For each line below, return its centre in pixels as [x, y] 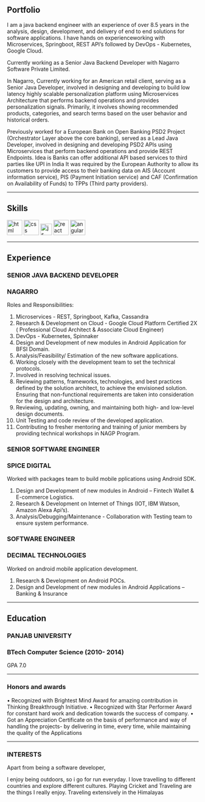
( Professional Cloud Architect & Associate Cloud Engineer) [90, 330]
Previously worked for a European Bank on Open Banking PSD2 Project [96, 131]
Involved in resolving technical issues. [63, 375]
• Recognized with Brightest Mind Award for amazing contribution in [92, 700]
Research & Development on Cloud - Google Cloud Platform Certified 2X [106, 323]
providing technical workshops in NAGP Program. [78, 433]
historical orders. [28, 120]
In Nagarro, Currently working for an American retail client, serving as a [96, 81]
